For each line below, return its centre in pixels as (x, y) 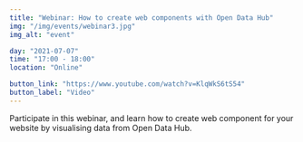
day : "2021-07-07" (44, 51)
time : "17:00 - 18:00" (52, 60)
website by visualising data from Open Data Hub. (101, 128)
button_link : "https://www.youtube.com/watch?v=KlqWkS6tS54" (127, 84)
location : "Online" (46, 68)
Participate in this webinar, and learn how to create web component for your (151, 118)
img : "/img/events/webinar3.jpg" (73, 26)
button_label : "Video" (52, 92)
